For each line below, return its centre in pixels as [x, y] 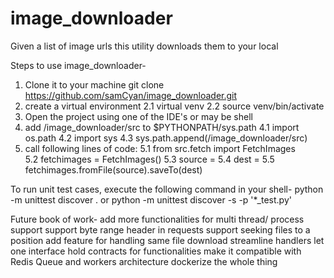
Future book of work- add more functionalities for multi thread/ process [157, 219]
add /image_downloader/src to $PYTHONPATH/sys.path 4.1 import [162, 127]
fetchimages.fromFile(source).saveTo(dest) [113, 169]
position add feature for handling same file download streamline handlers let [167, 240]
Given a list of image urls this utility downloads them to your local [144, 46]
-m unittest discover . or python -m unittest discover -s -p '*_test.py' [151, 199]
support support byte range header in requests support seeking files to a [160, 229]
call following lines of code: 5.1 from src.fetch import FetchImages [160, 148]
